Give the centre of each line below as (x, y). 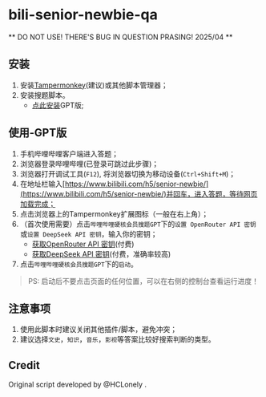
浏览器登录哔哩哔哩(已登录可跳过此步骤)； (89, 164)
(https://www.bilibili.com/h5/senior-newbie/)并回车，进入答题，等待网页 (139, 193)
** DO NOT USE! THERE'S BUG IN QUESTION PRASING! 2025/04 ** (121, 37)
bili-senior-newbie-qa (83, 15)
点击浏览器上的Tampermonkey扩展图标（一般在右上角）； (114, 213)
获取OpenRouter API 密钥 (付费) (83, 244)
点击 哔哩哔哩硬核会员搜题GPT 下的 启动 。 (79, 264)
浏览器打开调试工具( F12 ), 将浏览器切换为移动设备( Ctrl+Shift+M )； (128, 173)
